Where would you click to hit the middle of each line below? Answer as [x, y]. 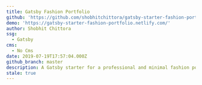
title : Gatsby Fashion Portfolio [48, 12]
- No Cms [23, 51]
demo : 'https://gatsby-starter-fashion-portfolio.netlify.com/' [88, 23]
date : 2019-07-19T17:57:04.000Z [47, 56]
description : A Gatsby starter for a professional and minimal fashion [98, 67]
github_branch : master [35, 62]
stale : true [21, 73]
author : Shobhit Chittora [38, 28]
